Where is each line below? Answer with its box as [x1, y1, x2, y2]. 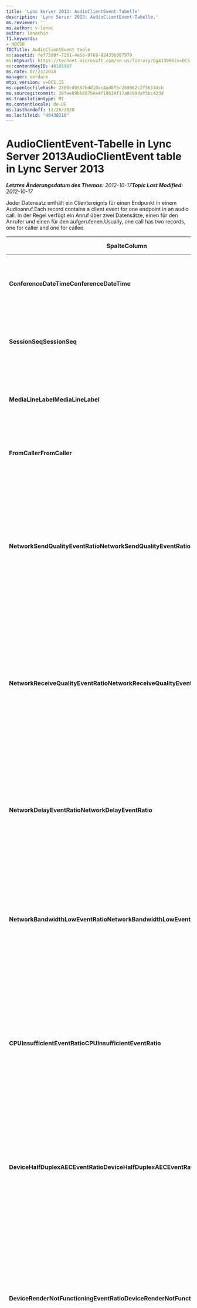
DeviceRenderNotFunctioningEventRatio [9, 1295, 125, 1303]
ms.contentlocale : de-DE [6, 101, 67, 107]
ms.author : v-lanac [6, 25, 54, 31]
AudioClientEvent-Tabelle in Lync [6, 137, 172, 151]
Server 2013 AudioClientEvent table [6, 150, 182, 163]
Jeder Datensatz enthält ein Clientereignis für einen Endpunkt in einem [6, 199, 177, 206]
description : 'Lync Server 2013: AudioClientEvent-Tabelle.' [6, 14, 159, 20]
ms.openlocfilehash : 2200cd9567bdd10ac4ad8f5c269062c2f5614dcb [6, 85, 164, 91]
